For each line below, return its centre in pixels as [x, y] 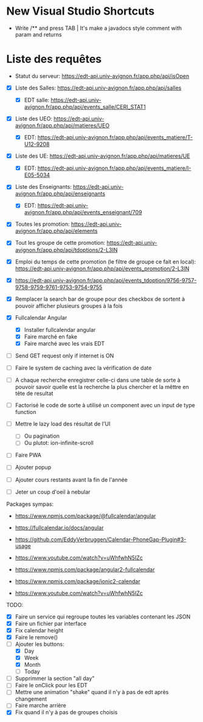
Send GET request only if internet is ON [64, 356]
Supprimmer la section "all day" [55, 678]
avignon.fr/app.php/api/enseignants [60, 194]
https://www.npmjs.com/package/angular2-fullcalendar [85, 569]
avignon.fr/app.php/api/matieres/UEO [62, 125]
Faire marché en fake [51, 337]
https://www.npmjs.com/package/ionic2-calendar [78, 581]
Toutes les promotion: [42, 224]
